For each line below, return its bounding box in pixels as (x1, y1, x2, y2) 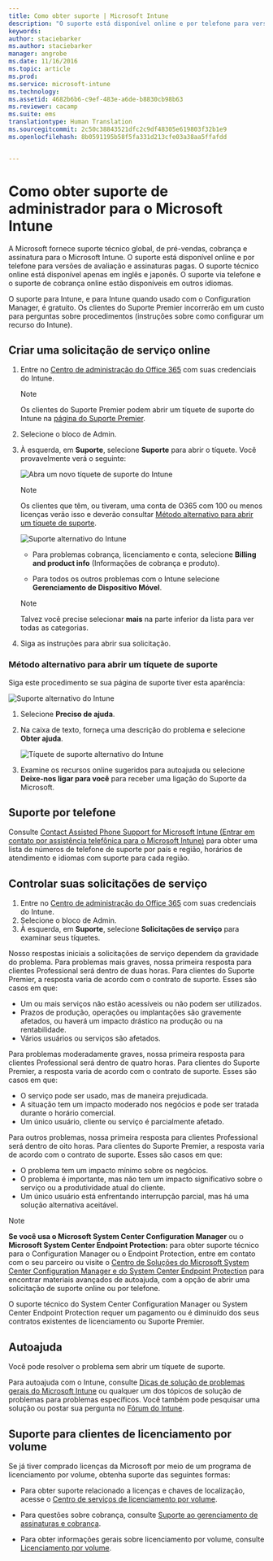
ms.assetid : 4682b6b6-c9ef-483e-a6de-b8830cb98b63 (8, 95, 184, 103)
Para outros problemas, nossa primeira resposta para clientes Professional (8, 1133, 258, 1142)
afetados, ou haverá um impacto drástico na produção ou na (19, 1016, 223, 1026)
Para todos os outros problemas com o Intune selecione (32, 574, 220, 584)
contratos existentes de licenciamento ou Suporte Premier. (8, 1316, 205, 1326)
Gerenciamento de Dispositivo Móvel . (32, 583, 162, 593)
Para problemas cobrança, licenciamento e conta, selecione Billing (32, 550, 257, 559)
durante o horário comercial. (19, 1108, 116, 1118)
